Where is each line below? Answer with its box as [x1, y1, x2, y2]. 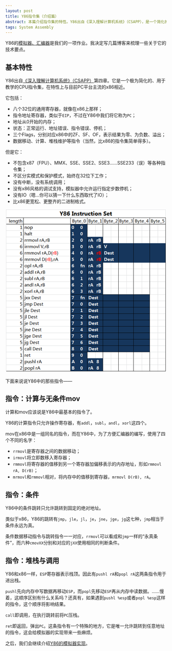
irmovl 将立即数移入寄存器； [12, 455, 72, 461]
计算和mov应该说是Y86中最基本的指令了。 [5, 409, 95, 415]
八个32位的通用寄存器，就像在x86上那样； [12, 106, 103, 112]
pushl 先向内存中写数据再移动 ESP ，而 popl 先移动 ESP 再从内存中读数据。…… [5, 588, 160, 594]
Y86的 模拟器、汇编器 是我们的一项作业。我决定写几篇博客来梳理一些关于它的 [5, 40, 166, 46]
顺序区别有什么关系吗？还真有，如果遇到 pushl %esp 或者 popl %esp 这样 [18, 594, 166, 601]
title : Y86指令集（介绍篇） [5, 13, 59, 19]
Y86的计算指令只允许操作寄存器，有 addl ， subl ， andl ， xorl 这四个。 [5, 420, 149, 426]
